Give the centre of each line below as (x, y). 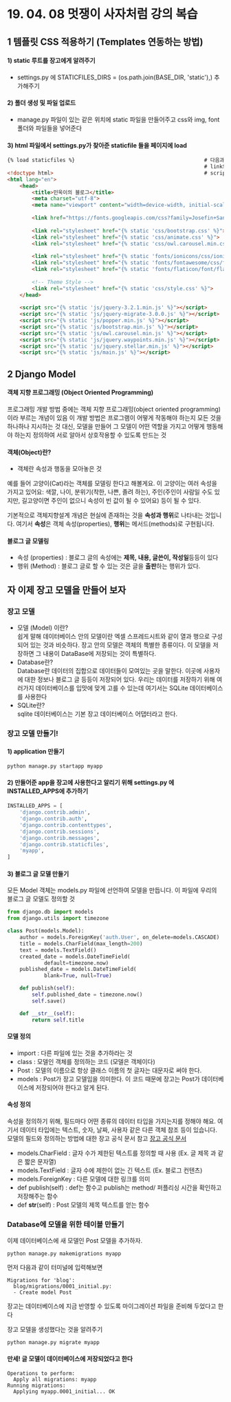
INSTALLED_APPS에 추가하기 (48, 791)
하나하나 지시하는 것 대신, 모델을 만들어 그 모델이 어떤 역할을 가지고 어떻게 (106, 426)
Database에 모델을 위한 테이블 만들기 (66, 1224)
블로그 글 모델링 (28, 541)
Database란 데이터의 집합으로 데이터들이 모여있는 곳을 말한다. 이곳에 (109, 671)
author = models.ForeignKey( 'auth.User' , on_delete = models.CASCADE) (120, 938)
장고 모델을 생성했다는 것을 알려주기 (55, 1330)
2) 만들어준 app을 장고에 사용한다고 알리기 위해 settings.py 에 (91, 782)
